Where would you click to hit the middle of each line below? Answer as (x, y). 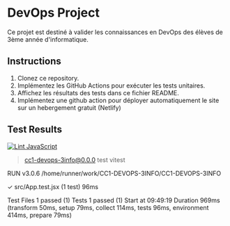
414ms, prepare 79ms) (39, 215)
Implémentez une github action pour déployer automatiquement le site (118, 100)
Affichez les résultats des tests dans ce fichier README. (98, 92)
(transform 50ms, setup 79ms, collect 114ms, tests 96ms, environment (108, 207)
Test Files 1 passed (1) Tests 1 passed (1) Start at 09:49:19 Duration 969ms (114, 200)
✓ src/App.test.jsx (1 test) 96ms (53, 186)
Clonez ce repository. (48, 78)
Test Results (35, 130)
